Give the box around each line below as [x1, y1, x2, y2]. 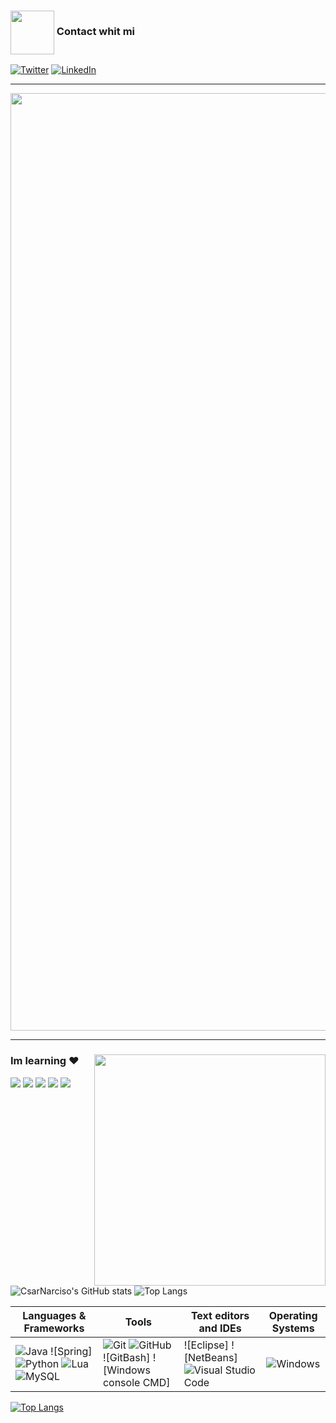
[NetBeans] [183, 1351, 238, 1365]
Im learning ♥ [10, 1054, 80, 1068]
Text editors [190, 1309, 250, 1323]
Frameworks [23, 1321, 85, 1335]
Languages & [22, 1309, 87, 1323]
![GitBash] [102, 1351, 151, 1365]
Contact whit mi [56, 25, 136, 39]
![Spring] [50, 1345, 93, 1359]
